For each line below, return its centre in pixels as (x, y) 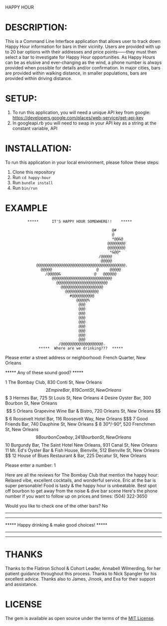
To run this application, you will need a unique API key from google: (81, 112)
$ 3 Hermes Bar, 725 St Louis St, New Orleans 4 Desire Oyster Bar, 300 (78, 398)
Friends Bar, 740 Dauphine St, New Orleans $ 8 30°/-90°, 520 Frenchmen (80, 424)
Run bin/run (25, 188)
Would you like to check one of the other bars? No (57, 506)
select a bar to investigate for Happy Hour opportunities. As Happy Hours (80, 57)
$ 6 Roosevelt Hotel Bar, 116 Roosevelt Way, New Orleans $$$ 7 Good (77, 419)
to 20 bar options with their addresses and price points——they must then (81, 51)
